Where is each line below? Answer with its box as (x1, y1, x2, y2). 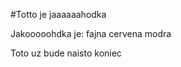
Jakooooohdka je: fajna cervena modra (10, 28, 172, 39)
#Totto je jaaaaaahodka (10, 9, 107, 20)
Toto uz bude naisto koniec (10, 47, 122, 59)
